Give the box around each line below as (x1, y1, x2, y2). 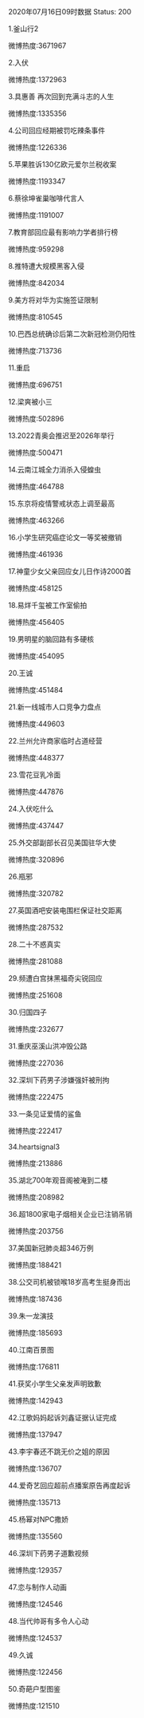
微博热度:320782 (8, 889, 64, 898)
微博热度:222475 (8, 1092, 64, 1101)
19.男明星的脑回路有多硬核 (8, 634, 95, 644)
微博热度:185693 (8, 1328, 63, 1337)
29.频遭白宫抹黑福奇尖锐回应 (8, 974, 103, 983)
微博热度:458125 (8, 583, 63, 593)
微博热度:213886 (8, 1159, 63, 1167)
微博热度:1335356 (8, 109, 67, 118)
